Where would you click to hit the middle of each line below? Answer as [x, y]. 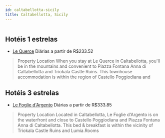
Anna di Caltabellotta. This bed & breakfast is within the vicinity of [85, 125]
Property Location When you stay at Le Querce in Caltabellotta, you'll [88, 61]
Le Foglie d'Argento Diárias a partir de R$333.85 [62, 105]
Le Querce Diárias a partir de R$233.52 [53, 51]
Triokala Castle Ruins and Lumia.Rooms [58, 130]
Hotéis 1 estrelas [31, 39]
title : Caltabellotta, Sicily [37, 15]
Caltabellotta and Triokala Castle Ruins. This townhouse [75, 72]
